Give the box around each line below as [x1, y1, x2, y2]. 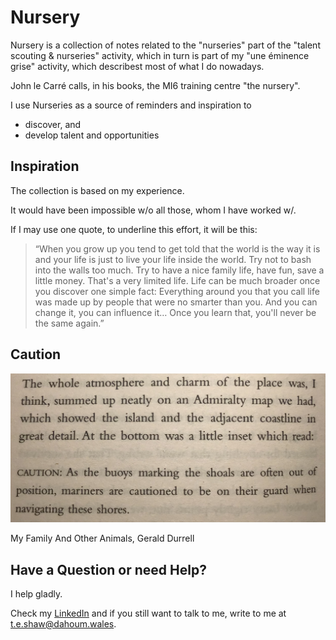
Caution [10, 346, 62, 363]
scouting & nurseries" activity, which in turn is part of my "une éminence [10, 49, 310, 61]
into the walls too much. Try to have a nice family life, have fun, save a [34, 264, 325, 276]
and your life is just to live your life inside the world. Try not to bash [34, 253, 312, 265]
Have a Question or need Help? [10, 561, 207, 578]
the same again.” [34, 317, 105, 329]
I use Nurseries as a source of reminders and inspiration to [10, 99, 252, 111]
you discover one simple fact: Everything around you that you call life [34, 285, 320, 297]
